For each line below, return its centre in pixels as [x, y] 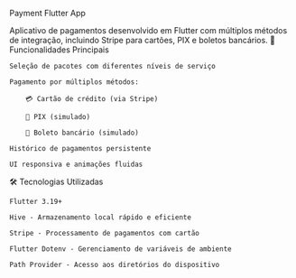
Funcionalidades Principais [60, 50]
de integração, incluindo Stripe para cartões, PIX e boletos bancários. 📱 [142, 40]
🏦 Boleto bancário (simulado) [83, 133]
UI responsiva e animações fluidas [76, 164]
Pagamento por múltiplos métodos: [74, 82]
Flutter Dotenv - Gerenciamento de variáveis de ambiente [120, 249]
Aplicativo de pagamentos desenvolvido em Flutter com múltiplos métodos [148, 30]
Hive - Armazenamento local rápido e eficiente [101, 218]
